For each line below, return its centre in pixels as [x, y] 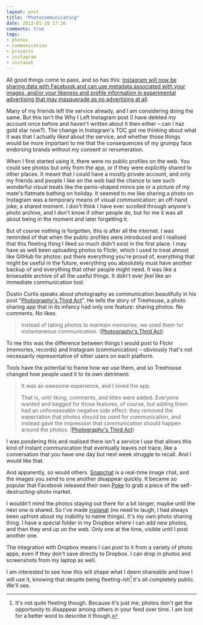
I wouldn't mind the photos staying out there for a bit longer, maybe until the [101, 503]
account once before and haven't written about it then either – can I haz [95, 123]
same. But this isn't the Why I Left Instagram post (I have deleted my [91, 117]
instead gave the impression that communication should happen [101, 423]
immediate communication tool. [45, 282]
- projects [20, 51]
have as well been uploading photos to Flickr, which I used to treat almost [98, 250]
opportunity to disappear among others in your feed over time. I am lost [104, 609]
